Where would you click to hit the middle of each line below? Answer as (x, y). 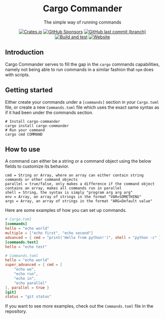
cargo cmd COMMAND (24, 134)
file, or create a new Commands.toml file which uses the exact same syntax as (82, 107)
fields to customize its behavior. (37, 166)
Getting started (29, 90)
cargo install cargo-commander (37, 126)
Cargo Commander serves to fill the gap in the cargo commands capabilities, (82, 64)
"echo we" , (25, 269)
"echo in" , (25, 278)
